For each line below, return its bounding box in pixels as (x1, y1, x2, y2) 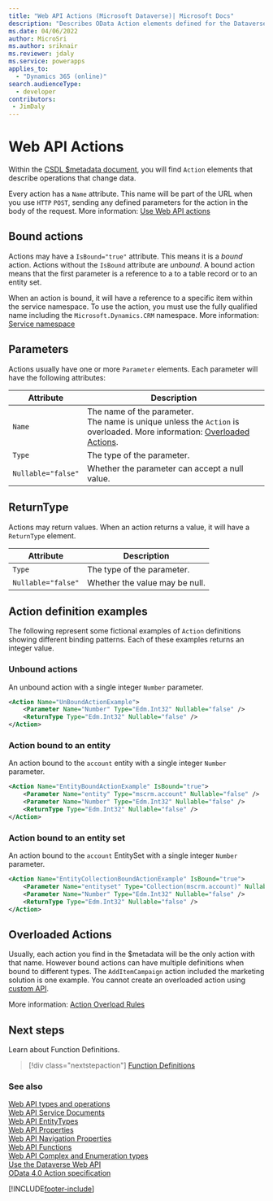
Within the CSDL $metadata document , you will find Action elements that (8, 164, 253, 175)
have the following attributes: (8, 372, 106, 382)
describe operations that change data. (8, 173, 136, 183)
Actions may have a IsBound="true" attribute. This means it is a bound (8, 251, 243, 261)
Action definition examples (8, 604, 148, 618)
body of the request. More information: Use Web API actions (8, 207, 211, 216)
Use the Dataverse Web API (8, 1160, 102, 1169)
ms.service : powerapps (8, 58, 85, 66)
